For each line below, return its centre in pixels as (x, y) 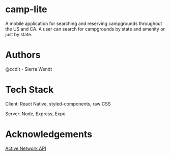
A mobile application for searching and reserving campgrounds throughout (84, 23)
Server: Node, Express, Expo (35, 114)
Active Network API (26, 148)
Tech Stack (30, 90)
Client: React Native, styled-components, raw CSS (58, 103)
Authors (23, 55)
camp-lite (26, 9)
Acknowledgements (49, 134)
